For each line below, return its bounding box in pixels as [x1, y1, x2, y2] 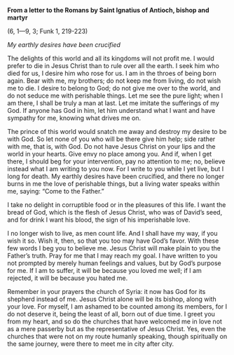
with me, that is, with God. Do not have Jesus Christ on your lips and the [7, 142, 216, 150]
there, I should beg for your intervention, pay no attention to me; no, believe [7, 157, 226, 166]
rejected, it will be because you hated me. [7, 274, 128, 282]
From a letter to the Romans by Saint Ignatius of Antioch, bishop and [7, 6, 209, 14]
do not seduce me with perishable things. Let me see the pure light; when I [7, 91, 223, 100]
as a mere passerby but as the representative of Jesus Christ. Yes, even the [7, 325, 226, 333]
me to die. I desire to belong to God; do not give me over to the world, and [7, 84, 221, 92]
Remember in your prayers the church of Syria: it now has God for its [7, 288, 206, 295]
